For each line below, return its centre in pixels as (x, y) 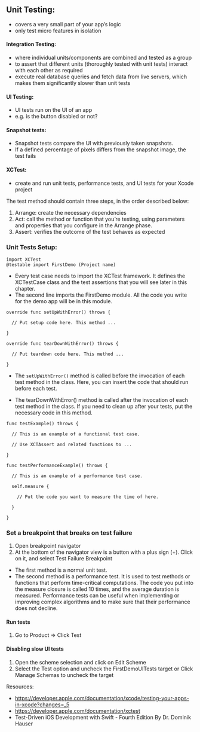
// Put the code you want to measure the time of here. (88, 497)
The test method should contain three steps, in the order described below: (98, 201)
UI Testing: (20, 97)
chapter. (25, 288)
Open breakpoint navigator (48, 546)
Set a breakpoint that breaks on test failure (69, 533)
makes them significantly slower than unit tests (73, 83)
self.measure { (30, 486)
